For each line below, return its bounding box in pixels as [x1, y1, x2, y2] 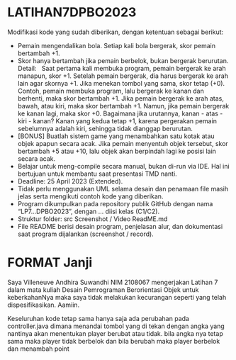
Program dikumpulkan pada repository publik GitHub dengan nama [17, 199, 213, 208]
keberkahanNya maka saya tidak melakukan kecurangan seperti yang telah [7, 293, 227, 301]
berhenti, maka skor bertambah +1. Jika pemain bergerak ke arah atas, [17, 94, 225, 103]
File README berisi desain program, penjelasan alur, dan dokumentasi [17, 222, 223, 230]
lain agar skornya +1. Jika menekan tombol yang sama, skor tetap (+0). [17, 79, 225, 87]
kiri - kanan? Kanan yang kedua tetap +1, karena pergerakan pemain [17, 116, 218, 125]
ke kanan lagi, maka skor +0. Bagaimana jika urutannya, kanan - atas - [17, 109, 223, 118]
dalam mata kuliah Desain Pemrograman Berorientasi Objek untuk [7, 285, 199, 294]
